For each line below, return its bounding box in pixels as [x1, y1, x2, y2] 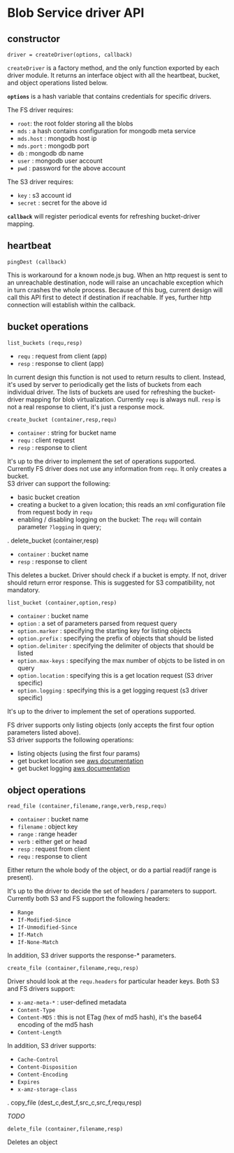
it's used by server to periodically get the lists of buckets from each [7, 380, 202, 388]
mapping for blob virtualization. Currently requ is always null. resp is [25, 395, 221, 404]
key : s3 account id [17, 191, 72, 199]
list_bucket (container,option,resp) [7, 599, 117, 606]
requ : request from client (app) [17, 352, 108, 360]
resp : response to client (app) [17, 359, 105, 367]
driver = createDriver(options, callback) [7, 51, 133, 58]
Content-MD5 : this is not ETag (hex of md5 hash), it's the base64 [17, 1013, 203, 1021]
